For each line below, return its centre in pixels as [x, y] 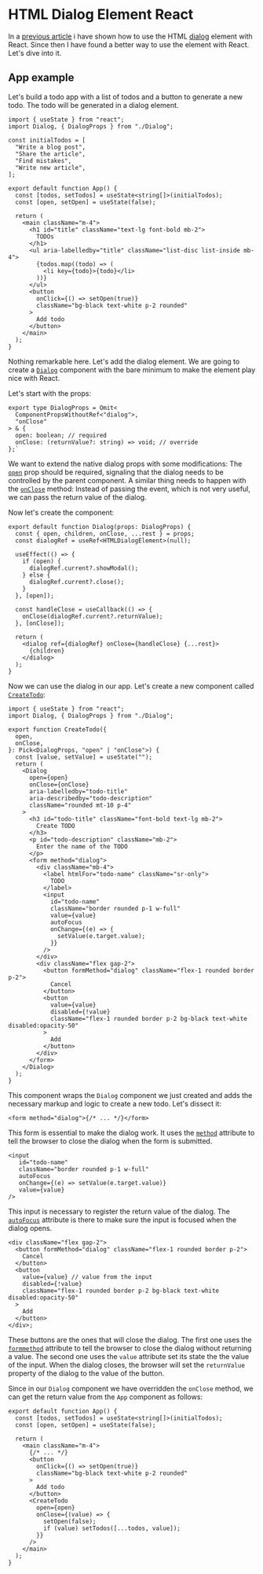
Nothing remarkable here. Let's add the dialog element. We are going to [124, 361]
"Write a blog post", [51, 147]
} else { [37, 575]
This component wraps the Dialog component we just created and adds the [130, 1095]
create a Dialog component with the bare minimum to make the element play [132, 369]
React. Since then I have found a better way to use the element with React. [129, 44]
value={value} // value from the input [88, 1277]
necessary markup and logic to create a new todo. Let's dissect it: [115, 1103]
